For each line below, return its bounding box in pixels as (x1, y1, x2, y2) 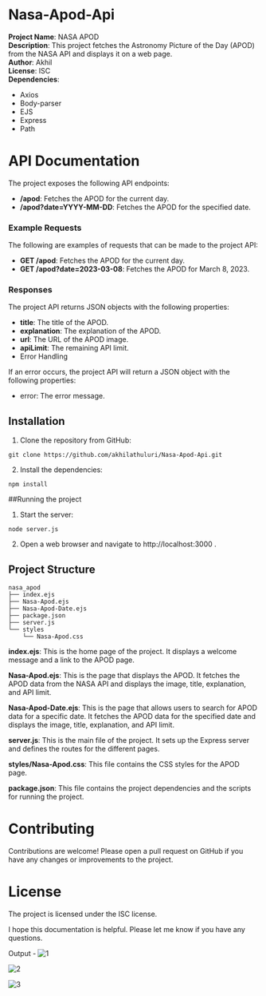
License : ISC (8, 65, 51, 75)
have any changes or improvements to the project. (8, 855, 174, 864)
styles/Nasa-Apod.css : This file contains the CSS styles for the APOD (8, 760, 241, 769)
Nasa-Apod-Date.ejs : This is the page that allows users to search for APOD (8, 703, 257, 712)
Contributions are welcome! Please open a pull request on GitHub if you (8, 847, 244, 856)
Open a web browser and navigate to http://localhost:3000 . (19, 539, 217, 549)
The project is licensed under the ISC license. (8, 909, 158, 919)
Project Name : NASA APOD (8, 32, 100, 42)
